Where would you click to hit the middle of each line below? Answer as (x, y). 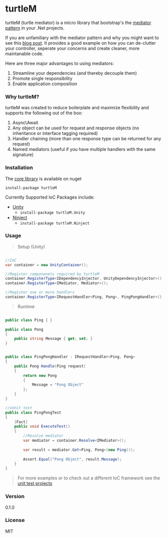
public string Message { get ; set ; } (53, 339)
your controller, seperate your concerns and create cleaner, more (72, 48)
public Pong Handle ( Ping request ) (50, 366)
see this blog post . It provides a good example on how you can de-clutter (81, 43)
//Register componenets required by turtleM (52, 274)
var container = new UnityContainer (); (47, 265)
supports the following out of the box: (44, 113)
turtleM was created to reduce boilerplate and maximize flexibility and (77, 108)
